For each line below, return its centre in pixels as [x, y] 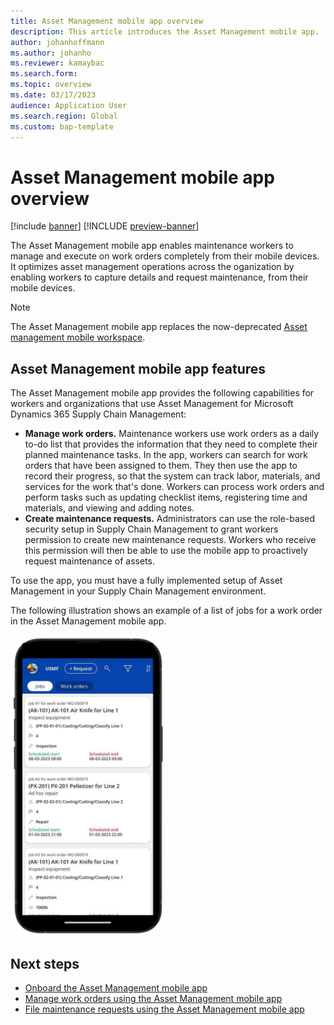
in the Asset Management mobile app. [88, 621]
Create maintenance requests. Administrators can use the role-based [169, 519]
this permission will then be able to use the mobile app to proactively [166, 551]
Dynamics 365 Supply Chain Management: [98, 414]
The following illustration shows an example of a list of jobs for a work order [166, 611]
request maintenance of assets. [89, 561]
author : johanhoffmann [57, 42]
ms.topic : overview [51, 85]
